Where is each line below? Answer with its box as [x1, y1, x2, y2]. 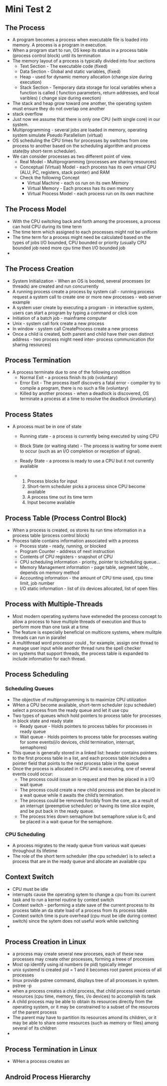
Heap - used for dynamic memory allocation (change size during [19, 74, 153, 79]
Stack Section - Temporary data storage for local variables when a [19, 84, 156, 90]
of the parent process [12, 1009, 57, 1015]
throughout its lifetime [12, 848, 58, 854]
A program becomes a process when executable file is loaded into [12, 36, 148, 42]
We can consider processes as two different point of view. [12, 153, 132, 159]
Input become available [27, 500, 76, 506]
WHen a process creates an [12, 1058, 70, 1065]
